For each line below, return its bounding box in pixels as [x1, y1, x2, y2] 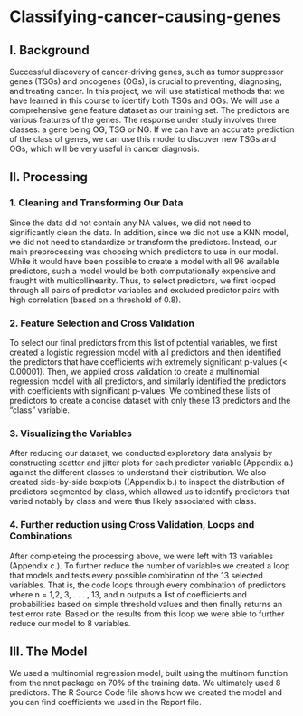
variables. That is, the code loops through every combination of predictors [9, 579, 287, 590]
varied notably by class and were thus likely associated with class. [9, 496, 257, 507]
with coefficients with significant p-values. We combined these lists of [9, 385, 271, 396]
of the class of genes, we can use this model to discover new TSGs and [9, 134, 277, 144]
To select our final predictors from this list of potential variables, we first [9, 337, 278, 348]
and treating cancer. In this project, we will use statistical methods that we [9, 86, 286, 96]
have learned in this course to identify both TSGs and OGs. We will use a [9, 95, 280, 106]
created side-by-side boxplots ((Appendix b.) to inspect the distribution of [9, 477, 285, 488]
